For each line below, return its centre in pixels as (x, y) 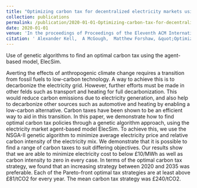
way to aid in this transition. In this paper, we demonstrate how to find (90, 117)
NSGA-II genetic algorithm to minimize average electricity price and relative (97, 135)
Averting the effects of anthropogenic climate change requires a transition (95, 73)
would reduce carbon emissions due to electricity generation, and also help (97, 98)
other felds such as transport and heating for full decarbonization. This (91, 92)
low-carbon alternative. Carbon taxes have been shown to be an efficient (94, 110)
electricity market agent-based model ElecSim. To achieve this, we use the (96, 129)
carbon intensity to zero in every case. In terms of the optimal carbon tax (94, 160)
